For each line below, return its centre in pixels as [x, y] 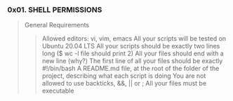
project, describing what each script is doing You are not [124, 76]
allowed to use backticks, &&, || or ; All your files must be [124, 83]
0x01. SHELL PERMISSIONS [55, 10]
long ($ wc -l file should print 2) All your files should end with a [133, 53]
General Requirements [57, 25]
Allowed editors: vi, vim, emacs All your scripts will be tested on [134, 39]
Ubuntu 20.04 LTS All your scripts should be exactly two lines [131, 46]
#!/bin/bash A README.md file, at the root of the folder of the [131, 69]
